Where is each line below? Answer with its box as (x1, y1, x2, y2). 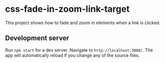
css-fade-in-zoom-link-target (5, 3, 130, 15)
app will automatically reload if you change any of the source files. (5, 52, 140, 58)
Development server (5, 34, 69, 42)
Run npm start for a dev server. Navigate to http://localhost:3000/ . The (5, 47, 153, 53)
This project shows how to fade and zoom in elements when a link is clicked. (5, 20, 161, 26)
